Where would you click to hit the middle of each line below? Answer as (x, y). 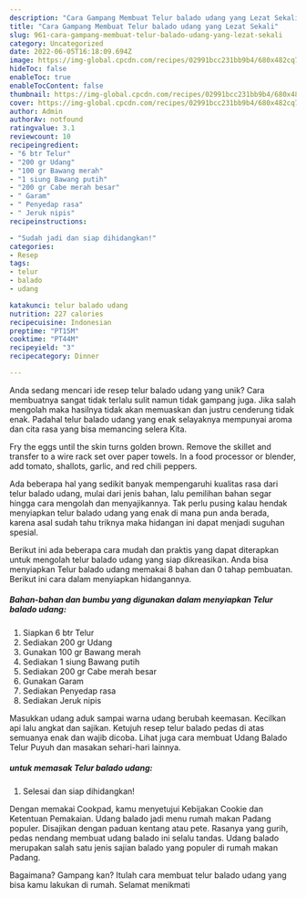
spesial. (24, 532)
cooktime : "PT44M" (44, 339)
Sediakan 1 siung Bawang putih (81, 662)
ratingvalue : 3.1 (42, 129)
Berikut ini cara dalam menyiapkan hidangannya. (101, 579)
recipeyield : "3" (42, 348)
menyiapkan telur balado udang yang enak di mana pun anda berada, (140, 513)
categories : (32, 246)
